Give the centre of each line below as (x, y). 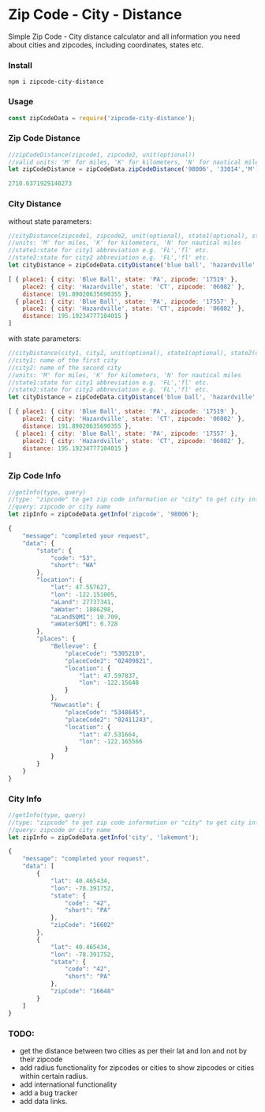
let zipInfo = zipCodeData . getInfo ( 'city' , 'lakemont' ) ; (104, 837)
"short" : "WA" (73, 565)
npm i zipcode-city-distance (56, 82)
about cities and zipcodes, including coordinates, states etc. (106, 44)
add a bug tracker (49, 1092)
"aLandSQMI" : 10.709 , (86, 617)
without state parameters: (50, 221)
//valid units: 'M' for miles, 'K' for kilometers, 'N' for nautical (125, 162)
